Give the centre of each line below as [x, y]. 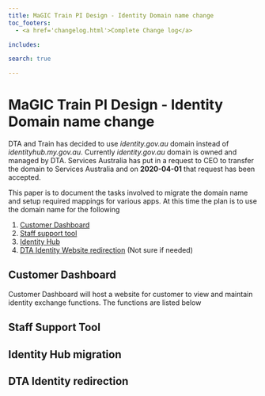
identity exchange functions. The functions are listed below [105, 303]
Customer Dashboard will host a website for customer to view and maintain [131, 294]
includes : [25, 44]
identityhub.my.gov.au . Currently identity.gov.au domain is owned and [123, 152]
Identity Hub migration [65, 354]
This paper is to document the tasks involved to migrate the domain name [128, 193]
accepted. [25, 177]
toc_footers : [30, 23]
